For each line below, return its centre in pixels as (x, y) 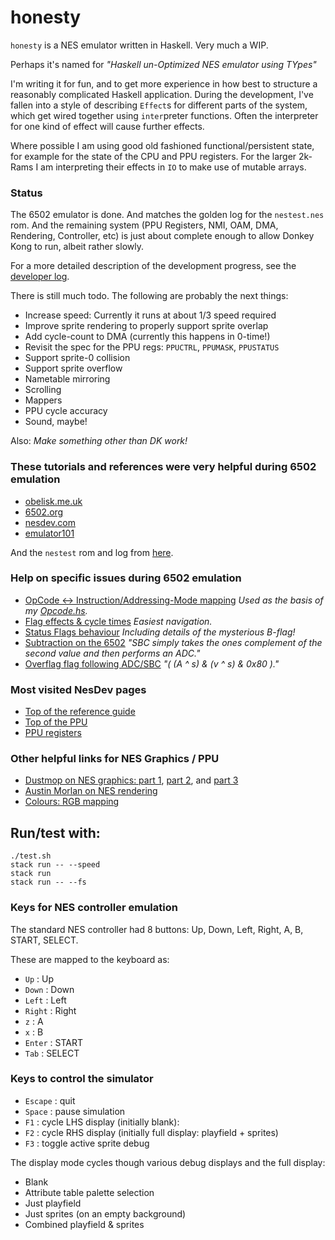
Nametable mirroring (67, 379)
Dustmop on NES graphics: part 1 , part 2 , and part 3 (131, 780)
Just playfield (53, 1203)
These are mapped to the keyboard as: (90, 959)
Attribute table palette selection (89, 1192)
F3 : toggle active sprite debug (87, 1143)
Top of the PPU (56, 722)
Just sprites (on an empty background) (105, 1213)
